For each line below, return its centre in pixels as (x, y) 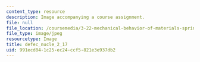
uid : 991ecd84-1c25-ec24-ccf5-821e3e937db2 (61, 50)
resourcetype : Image (32, 39)
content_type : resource (36, 12)
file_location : (25, 28)
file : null (20, 22)
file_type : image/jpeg (34, 34)
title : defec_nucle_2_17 (37, 45)
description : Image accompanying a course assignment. (76, 17)
